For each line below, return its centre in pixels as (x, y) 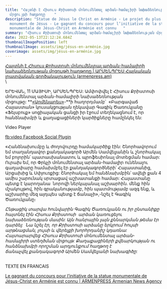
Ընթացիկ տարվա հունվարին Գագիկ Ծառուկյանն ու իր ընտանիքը (82, 209)
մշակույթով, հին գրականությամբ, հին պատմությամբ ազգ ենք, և (80, 189)
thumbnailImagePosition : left (37, 42)
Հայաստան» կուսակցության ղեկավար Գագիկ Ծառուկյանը (74, 107)
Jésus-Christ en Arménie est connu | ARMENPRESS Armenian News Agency (83, 281)
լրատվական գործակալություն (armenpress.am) (59, 76)
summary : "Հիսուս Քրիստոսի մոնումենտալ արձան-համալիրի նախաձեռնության (80, 33)
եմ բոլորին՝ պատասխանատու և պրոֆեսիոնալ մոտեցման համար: (83, 157)
